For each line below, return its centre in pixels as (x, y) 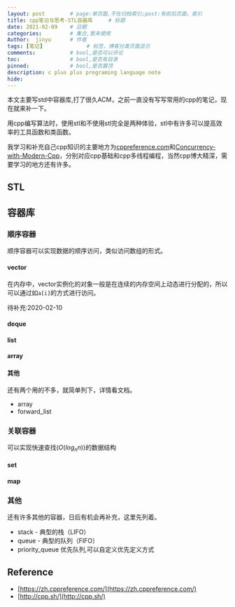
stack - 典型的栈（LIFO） (54, 532)
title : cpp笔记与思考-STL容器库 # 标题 (66, 20)
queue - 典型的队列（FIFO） (58, 541)
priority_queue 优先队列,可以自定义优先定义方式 (86, 550)
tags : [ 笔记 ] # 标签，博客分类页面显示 (79, 46)
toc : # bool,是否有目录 (63, 60)
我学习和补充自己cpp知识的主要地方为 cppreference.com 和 (92, 147)
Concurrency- (195, 147)
